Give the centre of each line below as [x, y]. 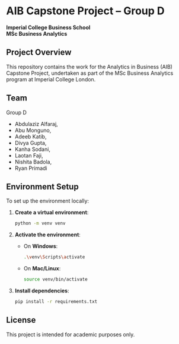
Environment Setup [42, 186]
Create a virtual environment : [52, 213]
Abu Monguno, [33, 130]
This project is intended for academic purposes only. [71, 334]
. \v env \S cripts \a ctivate [54, 257]
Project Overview [39, 53]
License [21, 320]
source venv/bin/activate [55, 280]
